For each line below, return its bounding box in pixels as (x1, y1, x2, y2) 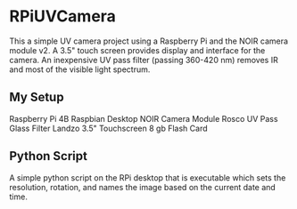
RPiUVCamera (9, 6, 116, 27)
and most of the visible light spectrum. (9, 64, 151, 75)
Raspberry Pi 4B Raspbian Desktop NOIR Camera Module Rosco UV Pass (9, 113, 278, 124)
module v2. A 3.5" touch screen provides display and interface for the (9, 44, 266, 55)
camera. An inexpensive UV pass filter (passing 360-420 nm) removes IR (9, 54, 278, 65)
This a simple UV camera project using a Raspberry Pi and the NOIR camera (9, 36, 288, 46)
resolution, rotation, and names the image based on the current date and (9, 181, 276, 192)
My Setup (9, 90, 64, 105)
